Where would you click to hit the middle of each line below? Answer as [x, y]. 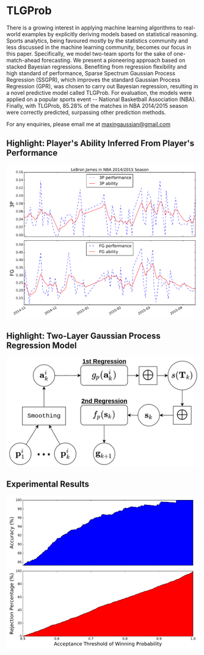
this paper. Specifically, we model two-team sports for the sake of [89, 53]
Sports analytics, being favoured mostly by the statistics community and [97, 40]
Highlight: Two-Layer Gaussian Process [83, 336]
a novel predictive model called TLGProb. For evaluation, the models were [99, 93]
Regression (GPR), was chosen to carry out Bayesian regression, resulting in [102, 86]
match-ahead [24, 60]
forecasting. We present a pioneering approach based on [114, 60]
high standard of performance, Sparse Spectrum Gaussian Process [91, 73]
